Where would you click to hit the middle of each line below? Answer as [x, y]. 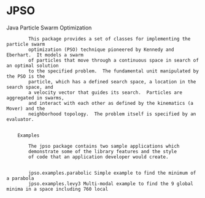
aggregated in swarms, [35, 98]
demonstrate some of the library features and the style [102, 151]
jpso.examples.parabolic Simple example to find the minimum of [112, 173]
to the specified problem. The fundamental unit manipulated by [114, 71]
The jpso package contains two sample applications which [104, 146]
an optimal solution [33, 66]
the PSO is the [26, 76]
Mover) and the [26, 109]
